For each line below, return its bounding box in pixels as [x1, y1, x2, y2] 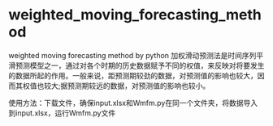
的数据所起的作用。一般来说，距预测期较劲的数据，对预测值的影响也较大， [8, 70, 258, 80]
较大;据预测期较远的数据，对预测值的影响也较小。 [43, 81, 210, 90]
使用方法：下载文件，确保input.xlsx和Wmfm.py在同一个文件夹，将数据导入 [8, 98, 258, 107]
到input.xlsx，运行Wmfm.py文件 [8, 107, 116, 118]
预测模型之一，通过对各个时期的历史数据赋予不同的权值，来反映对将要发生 [15, 61, 265, 70]
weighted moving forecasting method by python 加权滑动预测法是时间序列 [8, 50, 257, 60]
